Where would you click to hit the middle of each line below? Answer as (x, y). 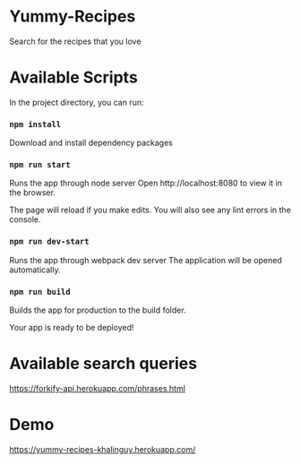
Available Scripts (74, 77)
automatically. (35, 270)
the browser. (33, 193)
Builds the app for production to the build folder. (98, 310)
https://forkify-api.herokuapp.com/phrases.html (98, 388)
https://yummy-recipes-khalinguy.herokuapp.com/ (103, 449)
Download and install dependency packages (91, 143)
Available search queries (103, 364)
